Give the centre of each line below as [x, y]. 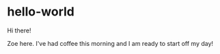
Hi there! [19, 30]
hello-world [41, 12]
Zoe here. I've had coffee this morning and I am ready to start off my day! [110, 43]
